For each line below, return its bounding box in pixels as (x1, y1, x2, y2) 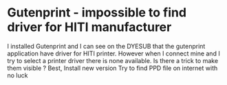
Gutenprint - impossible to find (7, 5, 187, 21)
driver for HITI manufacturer (7, 19, 172, 35)
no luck (7, 71, 28, 80)
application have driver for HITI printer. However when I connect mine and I (7, 49, 220, 58)
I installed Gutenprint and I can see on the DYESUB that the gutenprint (7, 42, 206, 50)
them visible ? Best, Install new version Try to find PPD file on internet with (7, 64, 218, 72)
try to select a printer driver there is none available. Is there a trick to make (7, 56, 219, 64)
